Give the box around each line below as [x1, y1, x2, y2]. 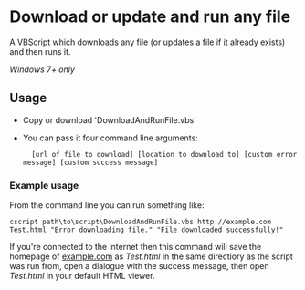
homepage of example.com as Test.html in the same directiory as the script [9, 251, 294, 262]
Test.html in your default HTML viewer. [9, 271, 155, 282]
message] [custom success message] [22, 158, 159, 167]
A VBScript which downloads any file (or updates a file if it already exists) [9, 36, 286, 47]
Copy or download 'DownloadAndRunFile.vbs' [22, 114, 196, 125]
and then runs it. [9, 46, 71, 57]
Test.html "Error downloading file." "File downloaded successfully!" [9, 225, 284, 234]
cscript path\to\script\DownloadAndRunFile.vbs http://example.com [9, 217, 272, 227]
